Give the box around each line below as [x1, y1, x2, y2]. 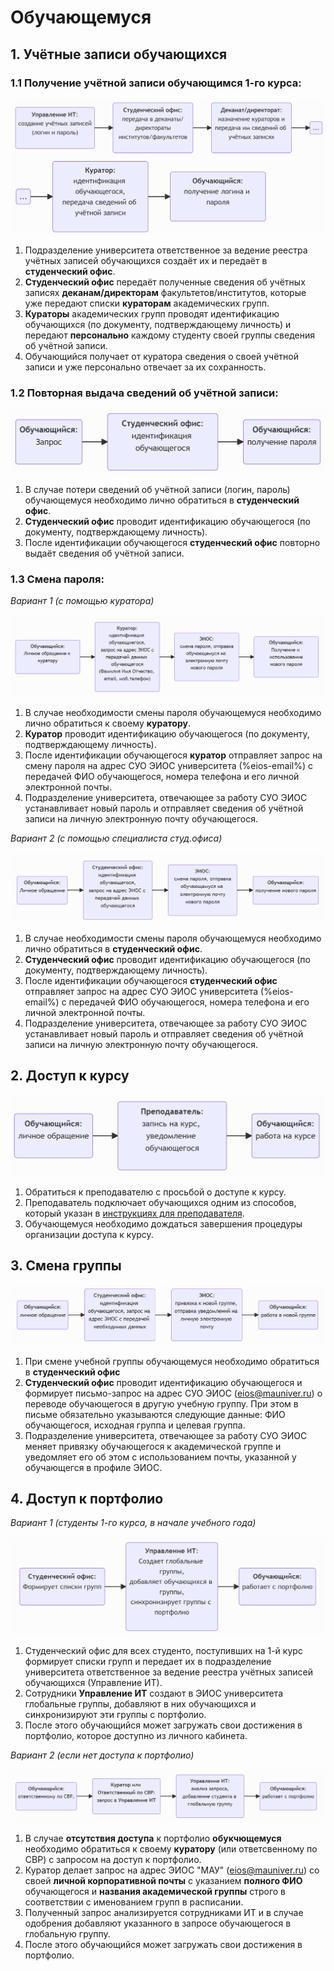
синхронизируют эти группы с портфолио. [24, 1709, 207, 1721]
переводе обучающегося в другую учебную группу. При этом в [24, 1397, 299, 1410]
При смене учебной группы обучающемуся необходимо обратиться [24, 1355, 320, 1367]
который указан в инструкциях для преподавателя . [24, 1207, 245, 1219]
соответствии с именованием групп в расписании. [24, 1896, 244, 1908]
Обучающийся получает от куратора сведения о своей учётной [24, 350, 299, 362]
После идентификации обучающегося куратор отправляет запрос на [24, 749, 323, 761]
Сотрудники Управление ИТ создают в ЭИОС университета [24, 1687, 284, 1700]
